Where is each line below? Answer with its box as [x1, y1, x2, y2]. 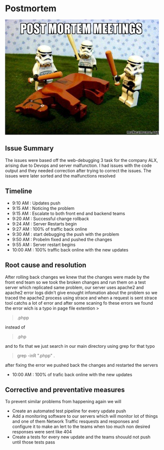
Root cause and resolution [5, 261, 86, 270]
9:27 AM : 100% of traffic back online [12, 226, 87, 232]
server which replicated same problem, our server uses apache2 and [5, 284, 144, 290]
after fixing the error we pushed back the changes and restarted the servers [5, 362, 158, 368]
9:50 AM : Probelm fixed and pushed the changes [12, 236, 112, 242]
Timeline [5, 187, 33, 196]
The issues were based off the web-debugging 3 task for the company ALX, [5, 157, 158, 163]
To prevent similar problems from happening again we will [5, 399, 122, 405]
